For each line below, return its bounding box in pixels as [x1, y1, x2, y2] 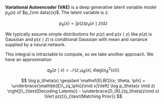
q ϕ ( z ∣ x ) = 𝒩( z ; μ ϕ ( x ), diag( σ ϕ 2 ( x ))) [47, 66, 120, 74]
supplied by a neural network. [5, 42, 66, 48]
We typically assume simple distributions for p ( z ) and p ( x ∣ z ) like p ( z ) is [5, 31, 152, 37]
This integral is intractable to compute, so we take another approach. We [5, 51, 154, 57]
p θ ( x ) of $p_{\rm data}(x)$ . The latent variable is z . [5, 9, 109, 16]
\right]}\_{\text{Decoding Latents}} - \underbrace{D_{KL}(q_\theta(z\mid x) [7, 88, 160, 94]
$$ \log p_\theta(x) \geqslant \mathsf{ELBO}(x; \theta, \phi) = [21, 78, 146, 84]
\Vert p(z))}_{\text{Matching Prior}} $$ [44, 94, 122, 100]
